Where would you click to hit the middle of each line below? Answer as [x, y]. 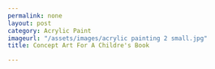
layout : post [30, 23]
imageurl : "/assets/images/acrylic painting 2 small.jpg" [107, 38]
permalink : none [35, 16]
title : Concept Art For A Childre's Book [79, 46]
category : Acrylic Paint [49, 30]
